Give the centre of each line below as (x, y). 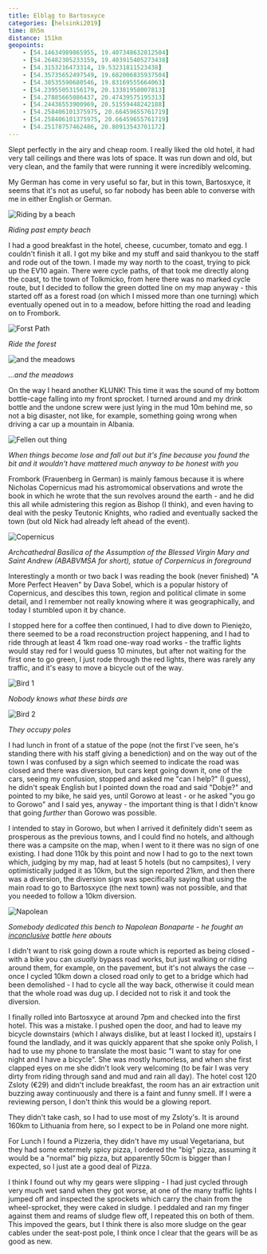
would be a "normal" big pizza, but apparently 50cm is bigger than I (120, 1158)
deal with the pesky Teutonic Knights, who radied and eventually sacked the (133, 513)
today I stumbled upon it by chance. (67, 610)
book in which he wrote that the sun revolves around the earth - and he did (131, 496)
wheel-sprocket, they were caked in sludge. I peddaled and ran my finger (129, 1207)
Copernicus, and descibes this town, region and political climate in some (127, 593)
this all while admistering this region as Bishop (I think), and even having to (131, 504)
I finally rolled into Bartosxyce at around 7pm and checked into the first (124, 1016)
